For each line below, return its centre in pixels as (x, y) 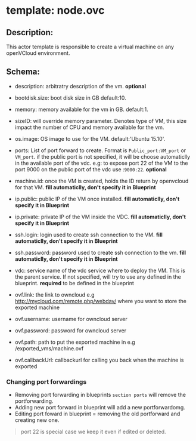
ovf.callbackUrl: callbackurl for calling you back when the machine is (99, 360)
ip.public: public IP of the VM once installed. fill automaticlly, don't (97, 199)
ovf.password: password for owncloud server (71, 330)
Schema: (23, 72)
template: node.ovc (56, 10)
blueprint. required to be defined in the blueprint (74, 283)
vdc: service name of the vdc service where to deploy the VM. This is (100, 270)
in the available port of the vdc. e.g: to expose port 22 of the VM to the (101, 163)
